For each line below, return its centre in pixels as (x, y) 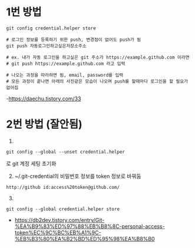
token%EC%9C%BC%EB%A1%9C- (58, 232)
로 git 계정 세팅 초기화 (31, 164)
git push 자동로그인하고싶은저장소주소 (46, 46)
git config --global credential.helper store (63, 209)
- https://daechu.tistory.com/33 (44, 99)
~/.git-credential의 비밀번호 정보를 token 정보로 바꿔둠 (78, 176)
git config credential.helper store (51, 28)
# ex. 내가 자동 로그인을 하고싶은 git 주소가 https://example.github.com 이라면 (98, 57)
